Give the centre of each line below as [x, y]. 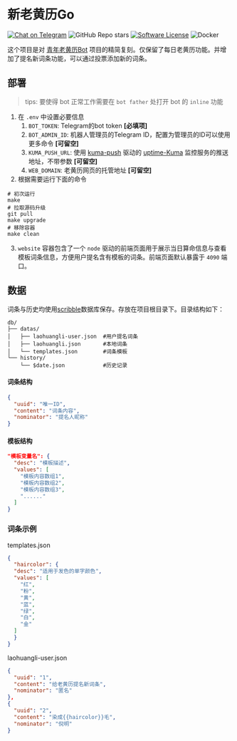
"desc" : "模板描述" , [42, 463]
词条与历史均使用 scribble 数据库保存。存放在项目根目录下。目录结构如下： [116, 309]
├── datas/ [23, 328]
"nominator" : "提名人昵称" [51, 418]
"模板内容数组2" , [43, 483]
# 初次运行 [21, 194]
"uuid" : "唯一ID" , [40, 404]
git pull [20, 214]
